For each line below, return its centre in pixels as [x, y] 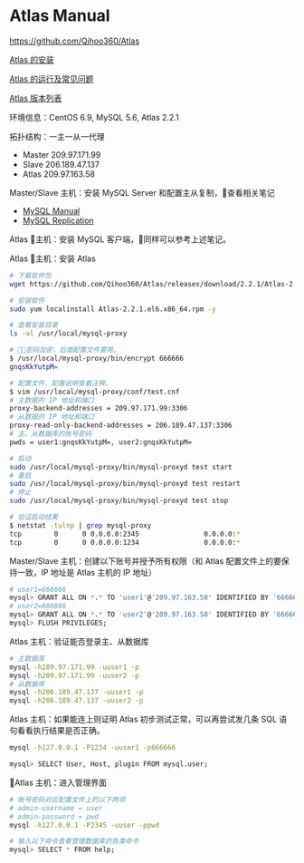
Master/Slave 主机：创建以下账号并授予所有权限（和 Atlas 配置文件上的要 [146, 561]
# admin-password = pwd [54, 817]
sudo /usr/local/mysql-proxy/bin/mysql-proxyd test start [121, 467]
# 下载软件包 [30, 276]
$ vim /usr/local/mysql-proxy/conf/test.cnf [95, 392]
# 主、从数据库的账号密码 [51, 434]
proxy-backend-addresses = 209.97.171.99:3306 [99, 409]
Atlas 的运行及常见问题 [52, 79]
